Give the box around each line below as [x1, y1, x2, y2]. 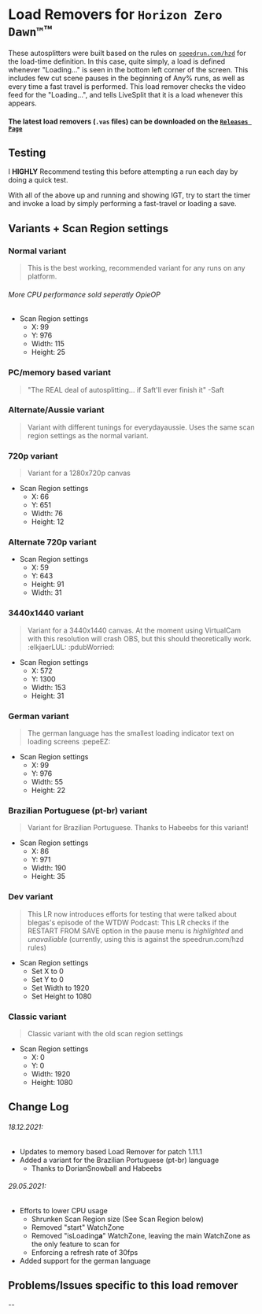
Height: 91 [31, 580, 65, 589]
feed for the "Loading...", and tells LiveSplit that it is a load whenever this [8, 90, 243, 99]
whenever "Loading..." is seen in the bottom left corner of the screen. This [8, 65, 249, 74]
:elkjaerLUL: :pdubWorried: [27, 642, 116, 651]
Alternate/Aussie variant [8, 404, 105, 415]
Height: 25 [31, 348, 65, 357]
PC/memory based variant [8, 367, 112, 378]
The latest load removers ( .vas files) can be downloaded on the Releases [8, 116, 249, 126]
